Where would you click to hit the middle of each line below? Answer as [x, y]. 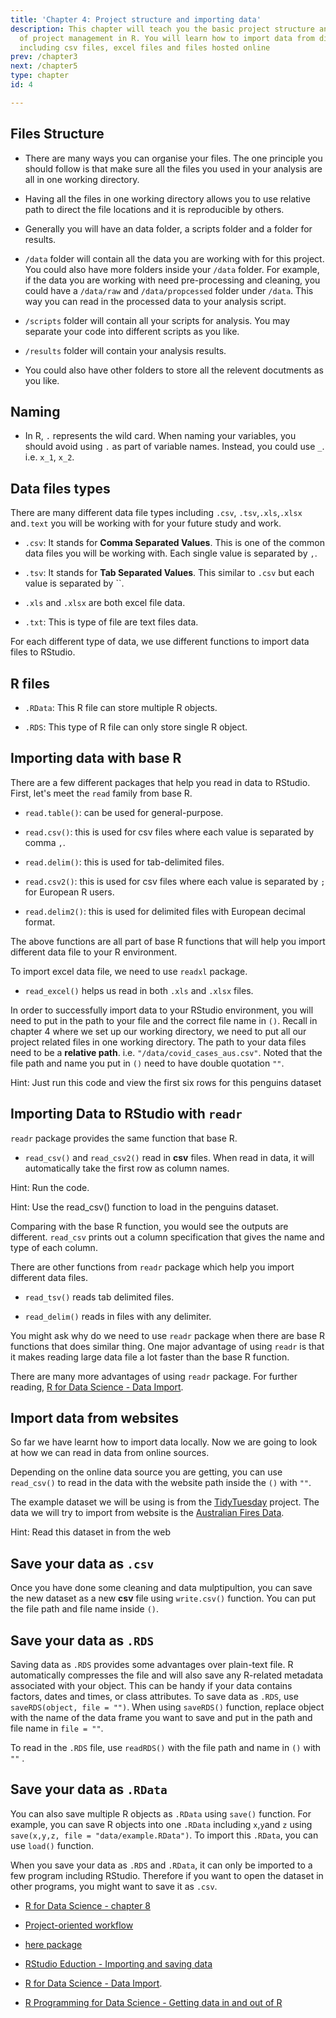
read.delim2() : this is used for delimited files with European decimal [165, 911]
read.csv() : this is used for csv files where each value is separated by [169, 832]
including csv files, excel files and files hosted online [145, 47]
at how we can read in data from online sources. [110, 1453]
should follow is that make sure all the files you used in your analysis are [173, 168]
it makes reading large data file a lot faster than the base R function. [150, 1357]
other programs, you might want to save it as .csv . [114, 1886]
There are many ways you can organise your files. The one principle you [173, 158]
